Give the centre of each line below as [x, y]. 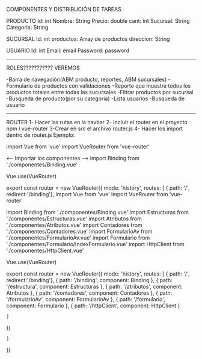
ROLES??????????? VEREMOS [43, 68]
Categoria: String [27, 27]
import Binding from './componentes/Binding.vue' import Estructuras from [98, 212]
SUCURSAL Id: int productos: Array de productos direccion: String [88, 39]
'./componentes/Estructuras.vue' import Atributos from [74, 219]
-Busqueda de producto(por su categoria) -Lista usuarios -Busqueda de [96, 98]
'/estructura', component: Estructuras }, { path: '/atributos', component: [94, 286]
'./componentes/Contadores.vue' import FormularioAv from [79, 231]
